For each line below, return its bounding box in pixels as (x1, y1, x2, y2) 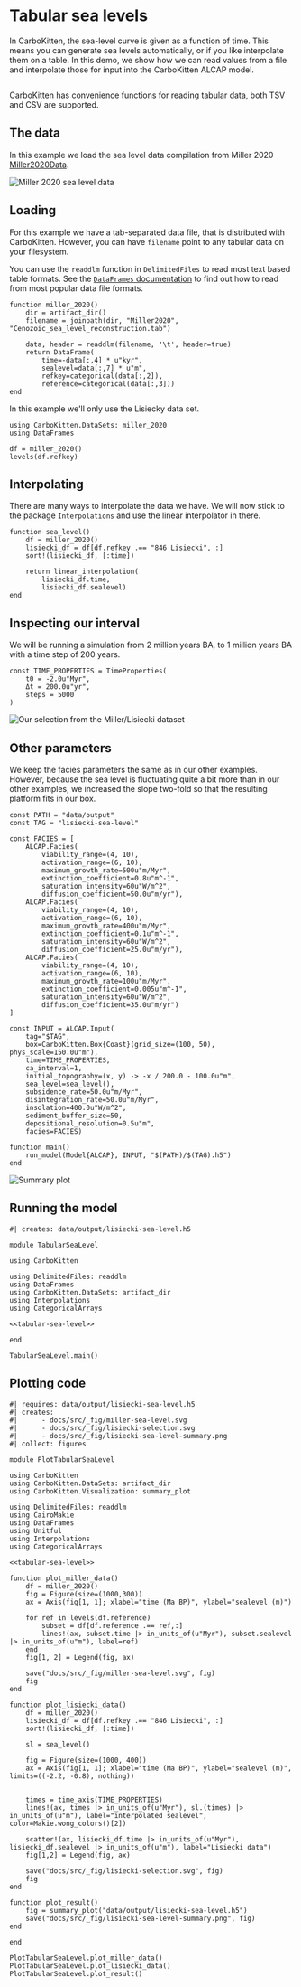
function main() (9, 1143, 70, 1152)
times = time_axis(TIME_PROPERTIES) (25, 1795, 164, 1804)
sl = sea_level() (25, 1739, 91, 1749)
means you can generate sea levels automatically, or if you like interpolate (9, 44, 284, 55)
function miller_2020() (9, 300, 99, 309)
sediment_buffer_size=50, (25, 1111, 123, 1120)
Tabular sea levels (9, 5, 149, 26)
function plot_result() (9, 1898, 99, 1907)
